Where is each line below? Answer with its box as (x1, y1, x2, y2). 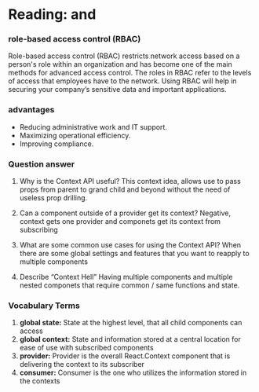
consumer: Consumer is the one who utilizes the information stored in (19, 368, 247, 378)
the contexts (19, 376, 60, 386)
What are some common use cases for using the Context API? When (19, 240, 242, 250)
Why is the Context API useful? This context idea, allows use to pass (19, 177, 241, 186)
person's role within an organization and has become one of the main (8, 60, 233, 69)
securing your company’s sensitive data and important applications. (8, 85, 228, 94)
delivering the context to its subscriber (19, 360, 145, 369)
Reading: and (8, 5, 97, 24)
